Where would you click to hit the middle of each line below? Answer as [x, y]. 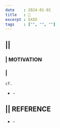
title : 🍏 [18, 15]
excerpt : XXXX [21, 19]
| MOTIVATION [24, 59]
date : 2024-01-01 [28, 10]
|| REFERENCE [28, 109]
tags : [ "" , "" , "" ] [31, 24]
